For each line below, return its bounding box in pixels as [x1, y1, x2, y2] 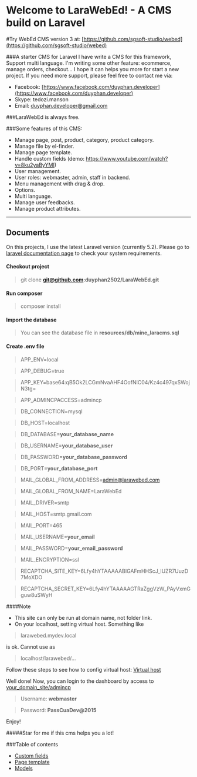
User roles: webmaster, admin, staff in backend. [14, 174, 131, 181]
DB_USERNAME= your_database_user [20, 442, 113, 449]
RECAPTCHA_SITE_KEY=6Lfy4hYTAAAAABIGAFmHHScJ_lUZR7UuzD [20, 567, 189, 575]
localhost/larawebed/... [20, 655, 76, 662]
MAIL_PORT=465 [20, 522, 63, 529]
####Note [6, 603, 31, 610]
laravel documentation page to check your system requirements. [6, 250, 162, 257]
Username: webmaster [20, 695, 77, 702]
